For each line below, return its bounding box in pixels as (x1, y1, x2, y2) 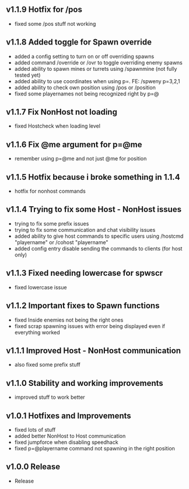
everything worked (14, 329, 60, 336)
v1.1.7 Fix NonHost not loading (6, 107, 118, 117)
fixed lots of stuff (14, 426, 56, 433)
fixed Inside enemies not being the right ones (14, 316, 124, 323)
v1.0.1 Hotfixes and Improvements (6, 411, 131, 420)
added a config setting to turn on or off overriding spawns (14, 53, 155, 60)
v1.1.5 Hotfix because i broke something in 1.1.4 (6, 172, 180, 182)
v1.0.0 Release (6, 462, 61, 472)
